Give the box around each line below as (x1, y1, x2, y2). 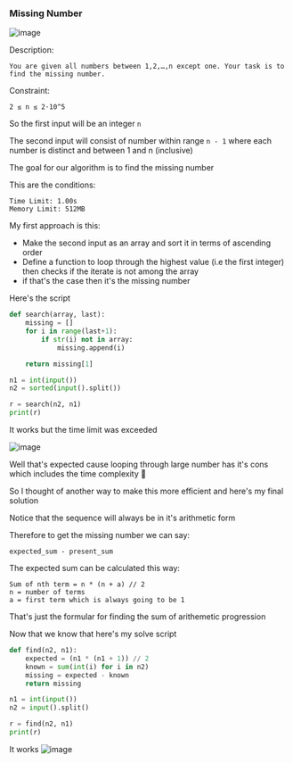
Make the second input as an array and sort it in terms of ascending (21, 237, 272, 248)
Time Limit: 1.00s (9, 197, 77, 206)
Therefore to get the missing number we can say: (9, 530, 190, 541)
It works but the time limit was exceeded (9, 425, 158, 435)
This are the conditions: (9, 179, 96, 190)
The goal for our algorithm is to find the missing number (9, 162, 215, 173)
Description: (9, 45, 54, 55)
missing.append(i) (56, 343, 126, 352)
